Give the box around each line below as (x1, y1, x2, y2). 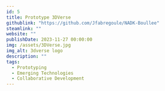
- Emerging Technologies (11, 70, 74, 76)
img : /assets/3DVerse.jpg (6, 43, 71, 48)
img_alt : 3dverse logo (6, 48, 63, 54)
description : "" (6, 53, 47, 59)
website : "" (6, 31, 36, 37)
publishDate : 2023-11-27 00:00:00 (6, 37, 93, 43)
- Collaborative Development (11, 75, 85, 81)
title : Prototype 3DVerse (6, 14, 71, 20)
